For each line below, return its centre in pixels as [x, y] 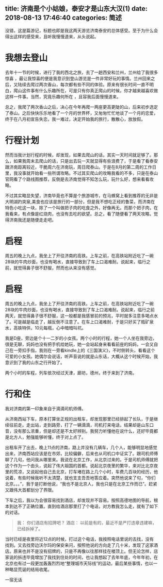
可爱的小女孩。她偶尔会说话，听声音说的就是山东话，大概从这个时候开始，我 [81, 356]
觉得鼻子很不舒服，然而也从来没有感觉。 [58, 268]
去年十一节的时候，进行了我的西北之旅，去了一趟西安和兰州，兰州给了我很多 [81, 72]
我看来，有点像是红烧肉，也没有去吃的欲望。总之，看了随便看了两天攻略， [79, 214]
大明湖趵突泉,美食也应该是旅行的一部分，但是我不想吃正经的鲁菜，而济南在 [80, 201]
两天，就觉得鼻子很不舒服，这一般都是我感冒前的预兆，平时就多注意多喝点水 [81, 316]
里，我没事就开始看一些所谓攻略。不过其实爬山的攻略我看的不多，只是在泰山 [81, 173]
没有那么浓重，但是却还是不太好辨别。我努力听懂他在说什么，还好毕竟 [83, 431]
